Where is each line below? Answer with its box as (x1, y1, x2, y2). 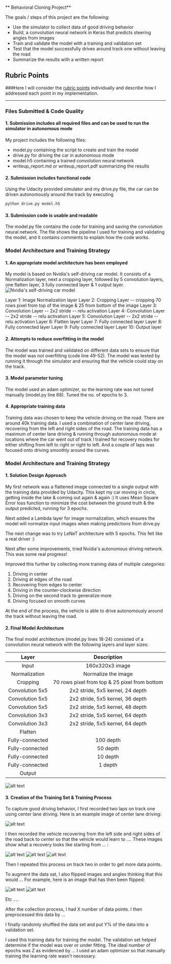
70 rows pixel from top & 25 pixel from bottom (52, 679, 163, 686)
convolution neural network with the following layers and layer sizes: (5, 641, 149, 648)
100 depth (95, 736, 121, 744)
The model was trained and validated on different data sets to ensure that (5, 347, 159, 353)
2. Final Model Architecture (5, 625, 64, 631)
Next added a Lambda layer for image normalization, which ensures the (5, 515, 155, 521)
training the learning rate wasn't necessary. (5, 953, 97, 959)
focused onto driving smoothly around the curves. (5, 447, 110, 453)
